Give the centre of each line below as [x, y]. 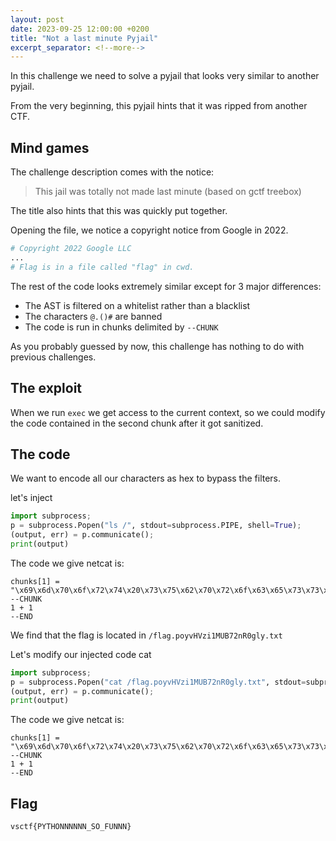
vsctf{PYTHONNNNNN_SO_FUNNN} [71, 827]
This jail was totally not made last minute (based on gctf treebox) [168, 192]
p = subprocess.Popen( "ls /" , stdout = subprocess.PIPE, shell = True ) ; [156, 526]
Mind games [50, 147]
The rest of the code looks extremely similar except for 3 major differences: [166, 286]
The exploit [46, 388]
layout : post [37, 19]
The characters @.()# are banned [93, 316]
